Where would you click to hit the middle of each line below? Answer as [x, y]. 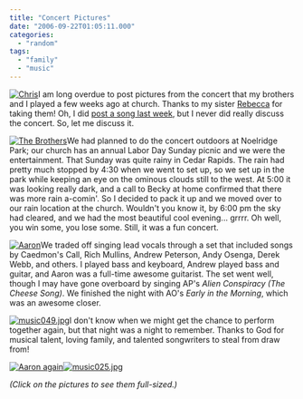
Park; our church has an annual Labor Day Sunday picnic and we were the [147, 150]
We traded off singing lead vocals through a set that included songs [167, 245]
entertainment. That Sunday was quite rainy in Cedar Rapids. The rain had [147, 160]
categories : [32, 34]
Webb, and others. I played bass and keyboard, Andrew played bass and [145, 264]
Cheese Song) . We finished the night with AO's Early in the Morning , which [149, 293]
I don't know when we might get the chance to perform [172, 320]
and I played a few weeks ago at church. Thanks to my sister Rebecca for [146, 103]
